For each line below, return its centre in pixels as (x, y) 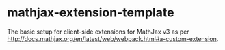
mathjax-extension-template (91, 13)
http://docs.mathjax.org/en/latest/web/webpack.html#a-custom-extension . (113, 38)
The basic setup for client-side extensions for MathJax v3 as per (98, 32)
